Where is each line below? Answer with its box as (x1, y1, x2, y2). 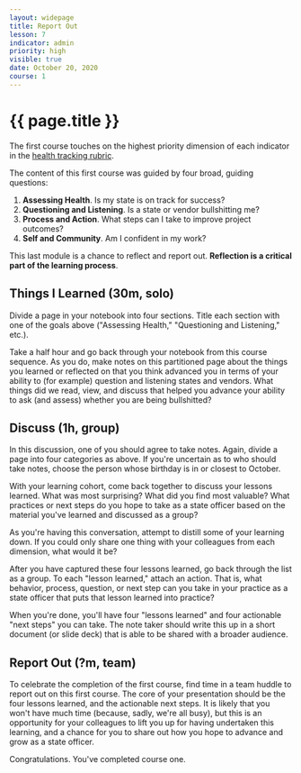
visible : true (9, 55, 63, 64)
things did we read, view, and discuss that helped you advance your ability (9, 385, 286, 396)
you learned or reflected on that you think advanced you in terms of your (9, 366, 279, 377)
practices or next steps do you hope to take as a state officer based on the (9, 500, 286, 511)
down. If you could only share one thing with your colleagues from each (9, 537, 276, 548)
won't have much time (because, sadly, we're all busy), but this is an (9, 708, 262, 719)
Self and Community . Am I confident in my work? (22, 232, 207, 243)
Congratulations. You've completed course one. (9, 754, 186, 765)
